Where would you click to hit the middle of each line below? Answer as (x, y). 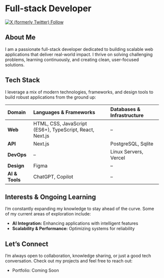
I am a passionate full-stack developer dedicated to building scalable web (79, 49)
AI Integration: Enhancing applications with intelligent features (75, 223)
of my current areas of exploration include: (48, 214)
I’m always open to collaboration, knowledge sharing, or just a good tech (78, 256)
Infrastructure (127, 115)
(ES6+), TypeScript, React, (64, 129)
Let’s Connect (27, 244)
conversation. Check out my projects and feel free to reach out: (69, 261)
